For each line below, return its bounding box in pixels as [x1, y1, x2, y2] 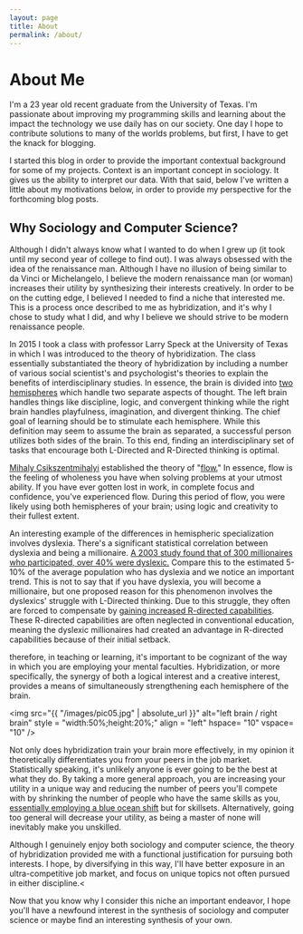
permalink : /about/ [9, 30, 83, 39]
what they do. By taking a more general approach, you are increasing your [9, 773, 287, 784]
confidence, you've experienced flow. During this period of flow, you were [9, 491, 286, 502]
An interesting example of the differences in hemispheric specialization [9, 528, 274, 540]
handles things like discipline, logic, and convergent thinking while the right [9, 396, 289, 408]
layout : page [9, 13, 59, 23]
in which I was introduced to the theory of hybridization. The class [9, 348, 256, 359]
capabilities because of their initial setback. [9, 634, 172, 645]
